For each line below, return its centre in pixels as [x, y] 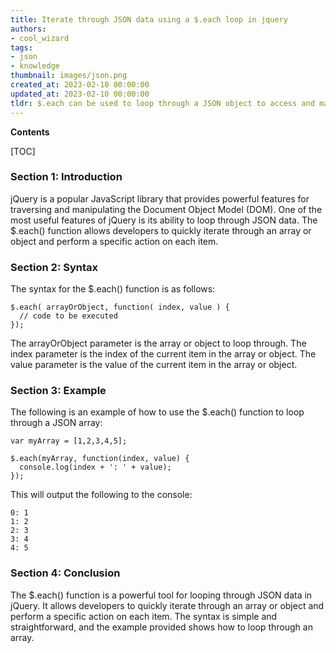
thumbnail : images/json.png [69, 76]
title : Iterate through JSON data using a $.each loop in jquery [149, 19]
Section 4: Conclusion [65, 573]
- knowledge [35, 66]
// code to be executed [68, 316]
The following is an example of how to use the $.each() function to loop [157, 412]
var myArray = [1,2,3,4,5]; [69, 441]
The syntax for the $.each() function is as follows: [113, 289]
